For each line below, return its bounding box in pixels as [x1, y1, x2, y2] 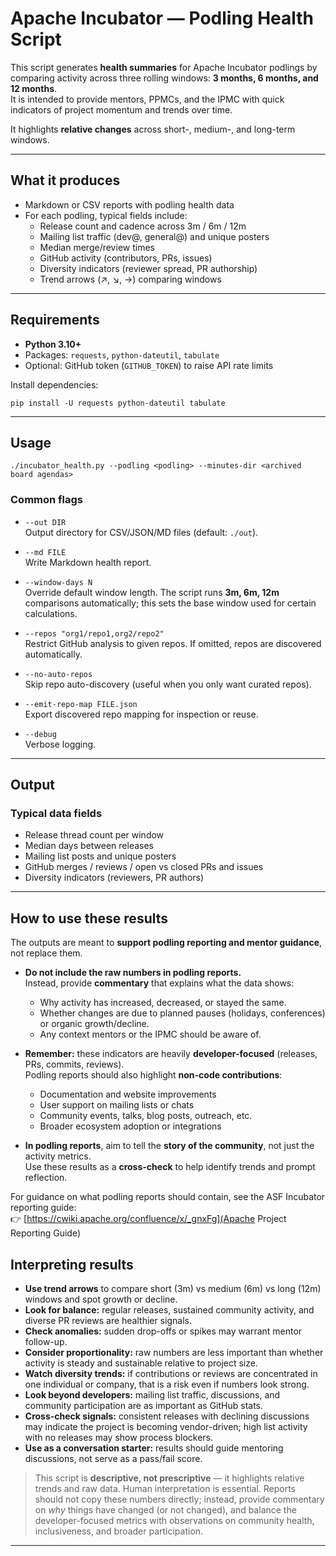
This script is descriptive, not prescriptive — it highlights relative [34, 1472, 305, 1484]
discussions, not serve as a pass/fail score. [24, 1452, 203, 1464]
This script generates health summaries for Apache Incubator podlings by [10, 61, 318, 73]
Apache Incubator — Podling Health [10, 7, 315, 30]
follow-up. [24, 1335, 68, 1347]
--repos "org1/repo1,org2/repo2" [24, 628, 165, 639]
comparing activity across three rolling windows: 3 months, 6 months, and [10, 72, 319, 84]
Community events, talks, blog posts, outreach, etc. [39, 1110, 253, 1122]
